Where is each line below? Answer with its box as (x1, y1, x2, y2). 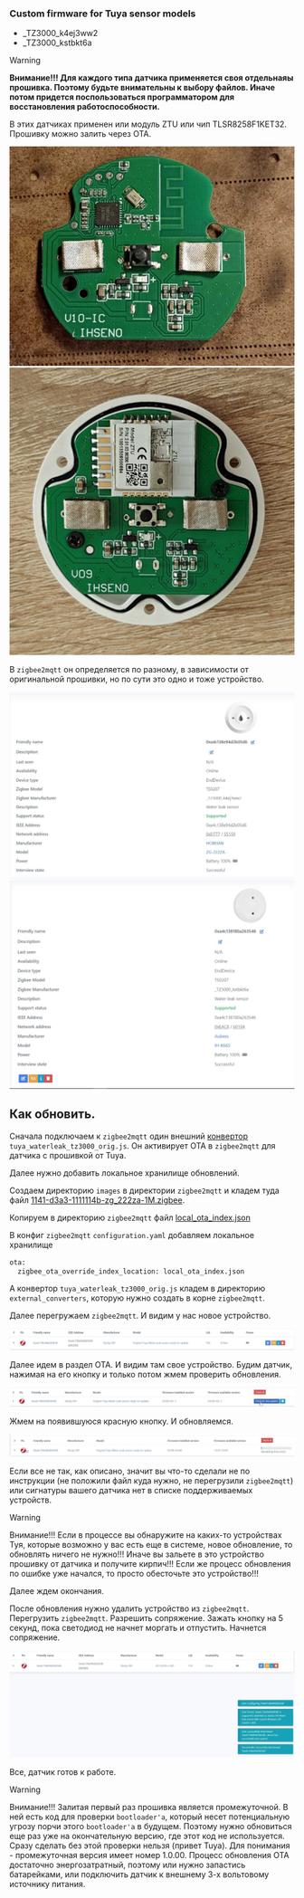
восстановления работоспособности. (9, 101, 160, 112)
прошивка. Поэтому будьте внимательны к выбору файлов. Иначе (9, 82, 276, 93)
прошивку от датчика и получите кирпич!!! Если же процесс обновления (9, 1559, 291, 1569)
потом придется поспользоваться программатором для (9, 91, 235, 102)
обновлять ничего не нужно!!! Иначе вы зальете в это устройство (9, 1549, 265, 1559)
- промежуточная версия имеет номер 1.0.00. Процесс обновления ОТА (9, 1850, 290, 1861)
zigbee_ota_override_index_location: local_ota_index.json (17, 1266, 245, 1276)
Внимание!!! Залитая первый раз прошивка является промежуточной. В (9, 1802, 289, 1813)
